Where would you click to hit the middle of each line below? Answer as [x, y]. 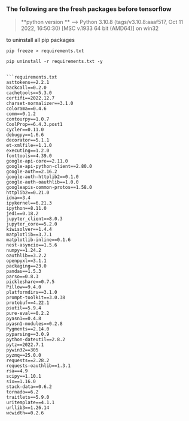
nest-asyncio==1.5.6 [32, 245]
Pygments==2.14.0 [28, 329]
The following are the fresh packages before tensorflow [89, 9]
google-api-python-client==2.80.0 [49, 167]
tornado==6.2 [22, 392]
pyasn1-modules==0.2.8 [34, 324]
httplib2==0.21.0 [28, 193]
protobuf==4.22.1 [28, 303]
